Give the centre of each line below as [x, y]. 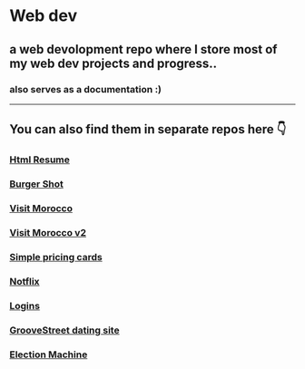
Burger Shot [36, 184]
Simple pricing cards [56, 257]
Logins [25, 306]
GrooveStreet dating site [64, 330]
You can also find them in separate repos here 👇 [148, 129]
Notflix [25, 281]
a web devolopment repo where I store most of [143, 49]
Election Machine [49, 354]
